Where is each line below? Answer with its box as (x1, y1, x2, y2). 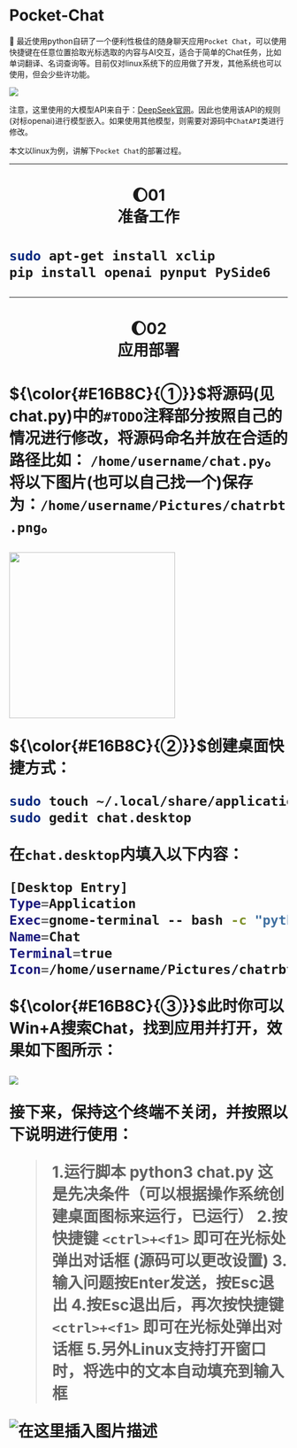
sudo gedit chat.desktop (9, 809, 192, 826)
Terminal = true (9, 945, 113, 962)
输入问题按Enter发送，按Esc (51, 1273, 259, 1293)
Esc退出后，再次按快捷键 (101, 1295, 285, 1315)
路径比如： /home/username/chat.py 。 (9, 451, 280, 470)
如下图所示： (25, 1041, 118, 1061)
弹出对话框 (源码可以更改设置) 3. (51, 1251, 287, 1271)
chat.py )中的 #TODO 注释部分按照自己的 (9, 407, 283, 426)
